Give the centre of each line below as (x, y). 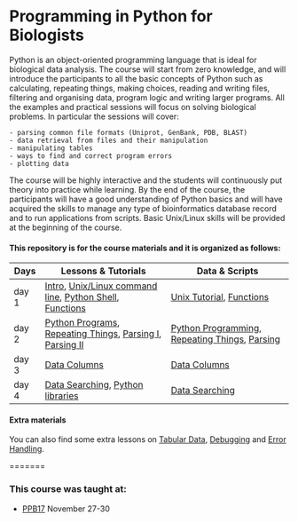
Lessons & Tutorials (103, 271)
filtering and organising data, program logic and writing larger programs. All (147, 97)
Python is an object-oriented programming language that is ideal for (133, 59)
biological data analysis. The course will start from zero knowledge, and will (148, 69)
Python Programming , (216, 328)
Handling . (27, 449)
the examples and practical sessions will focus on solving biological (133, 107)
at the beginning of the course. (66, 227)
